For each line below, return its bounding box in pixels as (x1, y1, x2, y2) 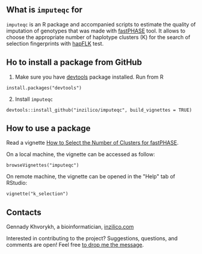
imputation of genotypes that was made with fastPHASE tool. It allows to (6, 27, 186, 34)
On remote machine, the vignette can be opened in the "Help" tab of (6, 173, 176, 180)
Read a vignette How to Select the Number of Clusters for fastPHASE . (6, 139, 179, 147)
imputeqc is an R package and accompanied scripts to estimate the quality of (6, 20, 196, 28)
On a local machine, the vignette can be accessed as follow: (6, 151, 155, 158)
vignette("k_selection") (6, 191, 69, 197)
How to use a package (6, 123, 91, 134)
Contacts (6, 207, 42, 217)
